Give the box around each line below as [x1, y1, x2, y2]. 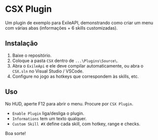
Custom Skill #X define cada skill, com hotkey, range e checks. [12, 121, 141, 127]
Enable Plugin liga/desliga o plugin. [12, 110, 84, 116]
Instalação [5, 39, 38, 48]
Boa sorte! [5, 130, 26, 136]
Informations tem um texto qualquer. [12, 115, 87, 121]
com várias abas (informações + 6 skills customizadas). [5, 25, 118, 31]
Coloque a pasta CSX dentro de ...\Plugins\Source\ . [12, 58, 119, 64]
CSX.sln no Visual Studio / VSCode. [12, 68, 84, 74]
